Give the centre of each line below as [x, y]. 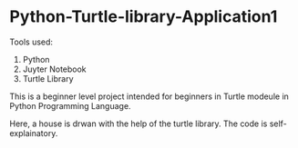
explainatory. [34, 133]
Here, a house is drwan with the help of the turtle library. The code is [139, 123]
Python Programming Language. [70, 105]
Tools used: [31, 42]
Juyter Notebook [54, 69]
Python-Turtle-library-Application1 [144, 17]
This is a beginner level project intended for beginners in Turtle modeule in [149, 96]
